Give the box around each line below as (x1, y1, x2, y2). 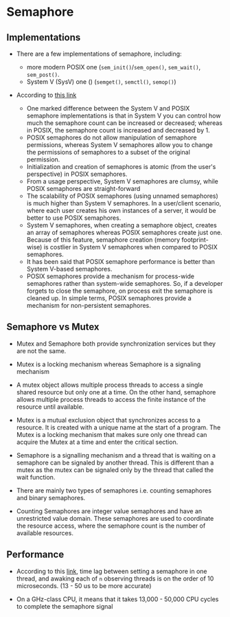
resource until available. (16, 403, 84, 411)
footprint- (181, 236, 209, 244)
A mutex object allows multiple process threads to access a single (16, 381, 203, 389)
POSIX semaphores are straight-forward (26, 185, 141, 192)
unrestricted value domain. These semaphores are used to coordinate (16, 514, 214, 522)
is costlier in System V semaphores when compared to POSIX (43, 243, 218, 251)
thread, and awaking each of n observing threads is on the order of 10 (16, 574, 214, 583)
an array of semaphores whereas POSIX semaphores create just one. (26, 228, 222, 236)
